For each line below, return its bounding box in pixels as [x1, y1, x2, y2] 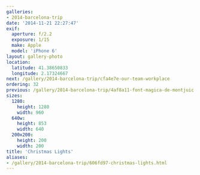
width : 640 [17, 126, 44, 132]
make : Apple [11, 43, 42, 49]
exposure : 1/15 [11, 37, 50, 43]
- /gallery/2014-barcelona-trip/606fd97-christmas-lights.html [6, 160, 168, 166]
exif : [6, 25, 20, 32]
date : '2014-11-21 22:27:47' [6, 20, 79, 26]
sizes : [6, 93, 23, 99]
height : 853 [17, 121, 47, 127]
